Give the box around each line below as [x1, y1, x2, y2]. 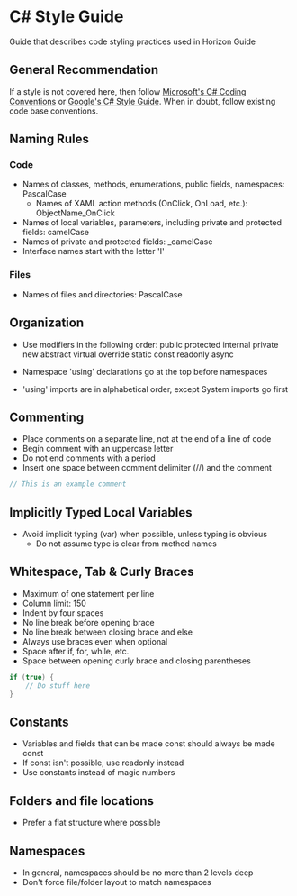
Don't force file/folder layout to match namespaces [22, 876, 211, 887]
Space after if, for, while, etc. [22, 645, 130, 656]
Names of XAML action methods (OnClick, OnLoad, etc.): [35, 198, 248, 209]
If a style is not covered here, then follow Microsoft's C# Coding [9, 86, 247, 96]
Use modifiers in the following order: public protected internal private [22, 339, 279, 350]
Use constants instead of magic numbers [22, 767, 175, 778]
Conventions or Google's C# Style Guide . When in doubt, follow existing [9, 96, 276, 106]
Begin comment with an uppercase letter [22, 443, 174, 454]
